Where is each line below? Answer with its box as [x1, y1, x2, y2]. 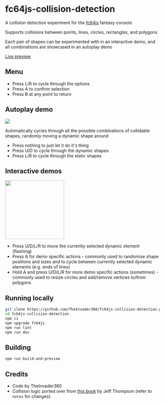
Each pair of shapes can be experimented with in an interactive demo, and [5, 38, 156, 45]
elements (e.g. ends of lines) [12, 264, 70, 270]
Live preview [5, 53, 31, 59]
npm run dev [5, 330, 29, 335]
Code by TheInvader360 [12, 383, 62, 389]
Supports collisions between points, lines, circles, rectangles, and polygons [5, 29, 158, 35]
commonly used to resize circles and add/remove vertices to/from [12, 274, 146, 280]
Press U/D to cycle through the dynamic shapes [12, 147, 109, 153]
